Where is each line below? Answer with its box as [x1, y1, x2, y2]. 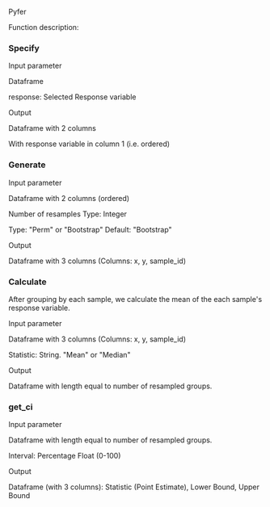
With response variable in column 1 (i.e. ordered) [8, 139, 171, 149]
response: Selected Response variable [8, 92, 137, 102]
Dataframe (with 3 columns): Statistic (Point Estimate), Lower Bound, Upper [8, 482, 260, 492]
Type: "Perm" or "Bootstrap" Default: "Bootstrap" [8, 224, 172, 234]
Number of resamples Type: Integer [8, 209, 128, 219]
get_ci [8, 401, 33, 413]
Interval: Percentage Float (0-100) [8, 451, 121, 461]
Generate [8, 159, 46, 170]
